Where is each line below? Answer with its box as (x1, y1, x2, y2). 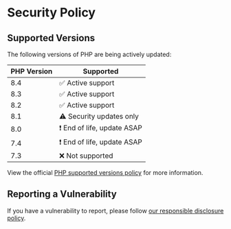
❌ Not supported (59, 151, 113, 160)
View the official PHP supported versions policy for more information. (7, 169, 203, 176)
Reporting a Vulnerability (7, 189, 117, 200)
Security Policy (7, 5, 96, 21)
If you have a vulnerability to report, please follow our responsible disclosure (7, 206, 224, 215)
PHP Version (10, 67, 53, 76)
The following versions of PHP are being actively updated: (7, 50, 172, 58)
